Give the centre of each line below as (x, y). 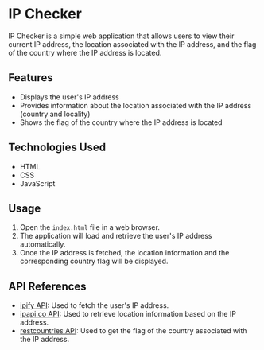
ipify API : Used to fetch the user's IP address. (94, 305)
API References (47, 286)
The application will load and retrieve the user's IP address (116, 236)
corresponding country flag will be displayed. (94, 261)
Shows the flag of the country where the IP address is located (121, 122)
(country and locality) (55, 114)
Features (31, 78)
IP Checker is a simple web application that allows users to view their (121, 36)
